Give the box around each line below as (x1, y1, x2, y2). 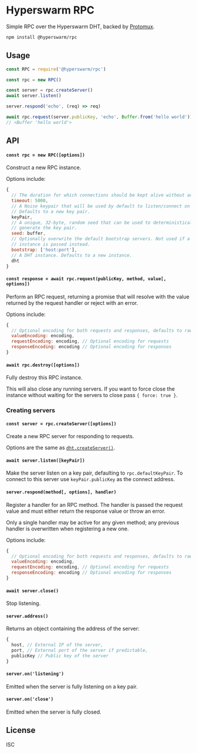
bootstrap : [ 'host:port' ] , (11, 247, 77, 253)
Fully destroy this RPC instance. (6, 374, 83, 381)
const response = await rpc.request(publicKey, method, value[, (6, 276, 167, 282)
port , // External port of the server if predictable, (11, 647, 148, 654)
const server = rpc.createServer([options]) (6, 421, 117, 426)
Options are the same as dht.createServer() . (6, 444, 116, 451)
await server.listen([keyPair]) (6, 458, 85, 463)
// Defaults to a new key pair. (11, 209, 91, 214)
